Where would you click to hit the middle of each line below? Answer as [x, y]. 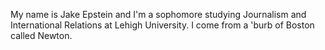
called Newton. [41, 35]
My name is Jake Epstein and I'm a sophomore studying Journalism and [158, 14]
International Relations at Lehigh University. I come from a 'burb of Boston [162, 25]
